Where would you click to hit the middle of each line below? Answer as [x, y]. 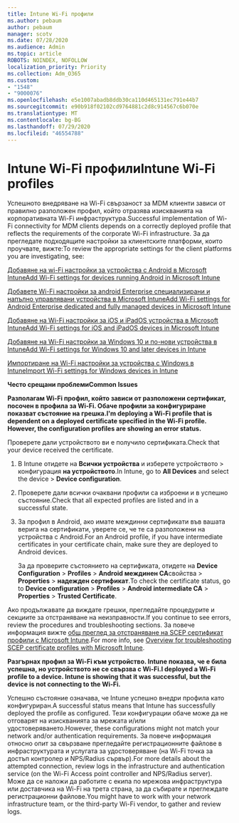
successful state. [43, 508]
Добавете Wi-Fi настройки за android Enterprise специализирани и [109, 291]
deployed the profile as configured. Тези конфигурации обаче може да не [118, 713]
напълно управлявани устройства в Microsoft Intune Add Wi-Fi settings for [119, 299]
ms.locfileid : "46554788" [46, 133]
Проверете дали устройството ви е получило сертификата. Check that [113, 442]
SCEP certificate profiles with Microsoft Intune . [76, 648]
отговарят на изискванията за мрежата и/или [76, 721]
